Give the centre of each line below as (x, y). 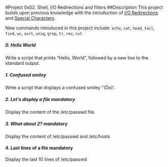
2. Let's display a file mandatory (40, 99)
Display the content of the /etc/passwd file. (50, 112)
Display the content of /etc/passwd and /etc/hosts (58, 136)
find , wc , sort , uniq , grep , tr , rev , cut (44, 33)
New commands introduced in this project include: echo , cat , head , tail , (80, 28)
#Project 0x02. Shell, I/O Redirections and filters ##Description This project (84, 7)
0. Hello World (21, 45)
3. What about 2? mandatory (37, 123)
